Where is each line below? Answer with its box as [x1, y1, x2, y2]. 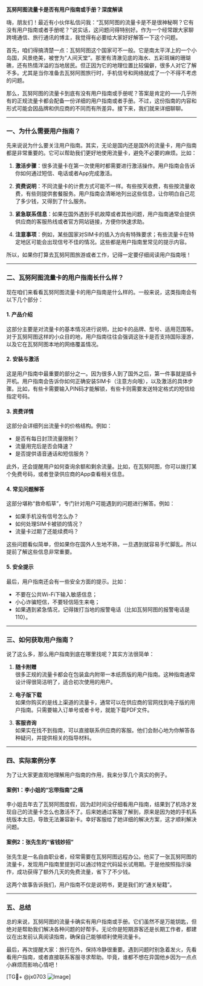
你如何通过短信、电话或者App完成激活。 [14, 170, 116, 177]
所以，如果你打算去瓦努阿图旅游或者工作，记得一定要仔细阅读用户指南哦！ [6, 251, 192, 258]
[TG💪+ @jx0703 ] [6, 973, 71, 980]
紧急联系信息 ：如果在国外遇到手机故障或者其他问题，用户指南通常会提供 [14, 211, 195, 218]
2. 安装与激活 [6, 356, 39, 363]
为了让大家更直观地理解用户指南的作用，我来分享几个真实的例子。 [6, 771, 170, 778]
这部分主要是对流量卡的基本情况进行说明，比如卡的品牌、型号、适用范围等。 [6, 325, 197, 333]
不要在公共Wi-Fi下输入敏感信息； [14, 591, 98, 598]
